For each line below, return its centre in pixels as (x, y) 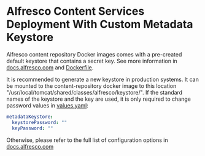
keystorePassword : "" (40, 122)
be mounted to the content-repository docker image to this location (91, 86)
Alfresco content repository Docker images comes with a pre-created (94, 54)
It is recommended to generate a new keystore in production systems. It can (103, 79)
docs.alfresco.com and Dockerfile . (50, 67)
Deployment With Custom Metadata (100, 24)
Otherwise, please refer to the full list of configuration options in (87, 140)
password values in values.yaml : (48, 105)
